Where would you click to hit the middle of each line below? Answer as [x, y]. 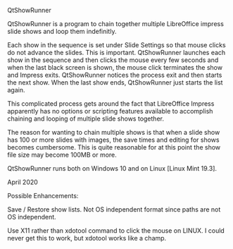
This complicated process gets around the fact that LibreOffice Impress [111, 104]
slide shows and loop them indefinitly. [62, 31]
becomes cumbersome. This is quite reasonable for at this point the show [114, 147]
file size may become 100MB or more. [62, 155]
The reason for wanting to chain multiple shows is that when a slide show [114, 132]
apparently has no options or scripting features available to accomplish [110, 111]
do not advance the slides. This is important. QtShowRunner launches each [116, 53]
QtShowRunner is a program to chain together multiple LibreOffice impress [115, 24]
